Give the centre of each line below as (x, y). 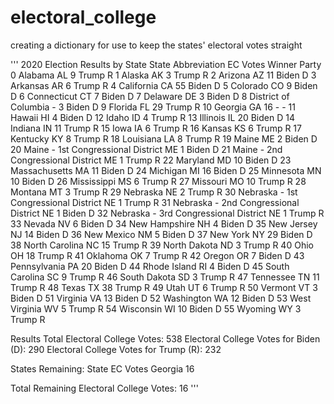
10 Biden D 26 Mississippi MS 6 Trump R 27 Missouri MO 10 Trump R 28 (158, 181)
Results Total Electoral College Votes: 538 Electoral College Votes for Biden (165, 338)
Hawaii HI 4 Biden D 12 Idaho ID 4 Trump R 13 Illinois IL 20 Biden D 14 (152, 117)
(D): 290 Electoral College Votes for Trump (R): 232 (116, 349)
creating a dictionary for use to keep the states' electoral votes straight (156, 45)
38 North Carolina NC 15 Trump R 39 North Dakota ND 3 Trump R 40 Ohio (162, 245)
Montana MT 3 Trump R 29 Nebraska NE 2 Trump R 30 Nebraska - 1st (154, 192)
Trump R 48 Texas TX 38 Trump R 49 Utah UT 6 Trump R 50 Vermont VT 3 (164, 287)
